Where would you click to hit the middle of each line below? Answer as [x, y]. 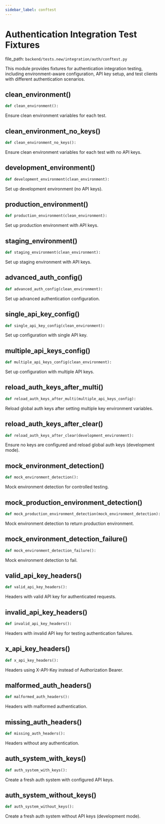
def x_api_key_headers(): [32, 660]
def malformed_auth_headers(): [37, 697]
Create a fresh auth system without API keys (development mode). [73, 816]
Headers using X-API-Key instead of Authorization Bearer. [64, 670]
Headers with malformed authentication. [46, 707]
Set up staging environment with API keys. [48, 262]
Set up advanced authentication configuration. [53, 299]
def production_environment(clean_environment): [56, 216]
